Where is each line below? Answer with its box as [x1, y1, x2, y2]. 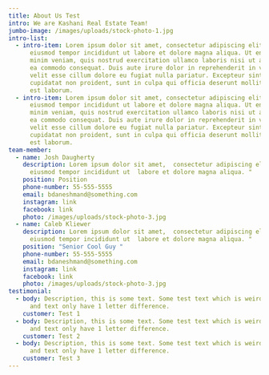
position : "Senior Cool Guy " [22, 243, 124, 251]
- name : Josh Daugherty [15, 153, 94, 161]
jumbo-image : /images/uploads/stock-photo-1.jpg [8, 26, 174, 34]
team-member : [8, 146, 52, 154]
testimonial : [8, 288, 52, 296]
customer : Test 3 [22, 354, 81, 363]
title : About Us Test [8, 11, 81, 20]
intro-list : [8, 34, 48, 42]
